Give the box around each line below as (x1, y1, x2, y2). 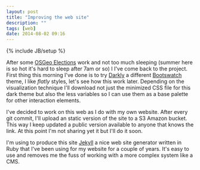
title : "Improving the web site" (6, 14, 90, 20)
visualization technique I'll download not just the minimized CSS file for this (6, 84, 191, 91)
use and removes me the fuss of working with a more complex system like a (6, 152, 193, 159)
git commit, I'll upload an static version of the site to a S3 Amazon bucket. (6, 115, 187, 122)
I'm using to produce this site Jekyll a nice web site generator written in (6, 139, 182, 146)
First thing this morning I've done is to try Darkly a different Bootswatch (6, 72, 182, 79)
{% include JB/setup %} (6, 47, 66, 54)
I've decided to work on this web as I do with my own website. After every (6, 109, 188, 116)
